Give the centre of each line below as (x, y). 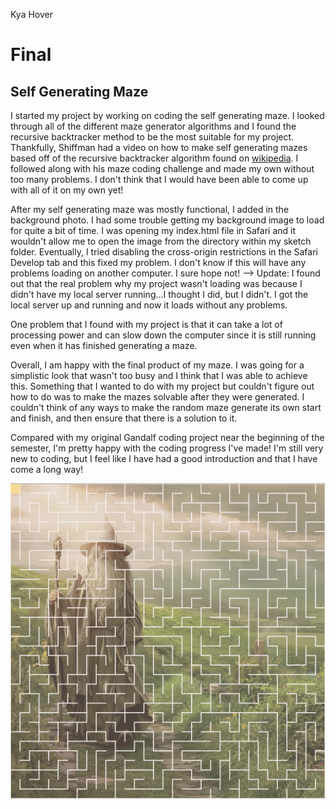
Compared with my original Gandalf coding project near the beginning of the (167, 437)
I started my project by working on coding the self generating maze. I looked (167, 115)
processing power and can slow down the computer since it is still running (163, 335)
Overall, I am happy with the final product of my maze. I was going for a (157, 365)
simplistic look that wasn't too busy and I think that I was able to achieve (159, 375)
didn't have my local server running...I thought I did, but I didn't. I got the (159, 294)
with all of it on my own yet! (67, 190)
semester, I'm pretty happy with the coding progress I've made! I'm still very (167, 448)
